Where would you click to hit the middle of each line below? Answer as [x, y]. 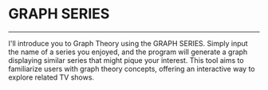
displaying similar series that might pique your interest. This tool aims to [126, 60]
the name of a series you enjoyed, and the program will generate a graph [128, 52]
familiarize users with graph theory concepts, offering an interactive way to [132, 68]
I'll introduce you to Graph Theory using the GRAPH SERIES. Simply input [128, 43]
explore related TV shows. [51, 77]
